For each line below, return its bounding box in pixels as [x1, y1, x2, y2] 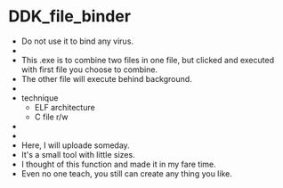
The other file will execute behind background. [20, 73, 192, 84]
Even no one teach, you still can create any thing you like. [20, 168, 232, 179]
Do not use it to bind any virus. [20, 36, 134, 46]
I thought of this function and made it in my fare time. [20, 159, 217, 169]
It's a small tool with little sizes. [20, 149, 135, 159]
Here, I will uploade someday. [20, 140, 130, 151]
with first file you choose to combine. [20, 64, 158, 75]
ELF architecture [34, 102, 95, 112]
